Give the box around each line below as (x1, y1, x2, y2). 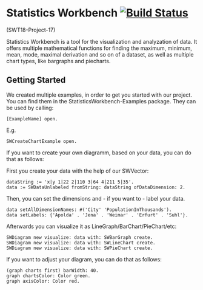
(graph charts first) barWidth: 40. (6, 268, 99, 274)
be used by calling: (6, 104, 54, 111)
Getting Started (6, 75, 66, 85)
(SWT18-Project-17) (6, 26, 56, 33)
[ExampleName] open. (6, 116, 59, 122)
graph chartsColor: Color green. (6, 272, 91, 279)
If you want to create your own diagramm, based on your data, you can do (6, 149, 192, 156)
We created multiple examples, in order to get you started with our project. (6, 91, 193, 98)
